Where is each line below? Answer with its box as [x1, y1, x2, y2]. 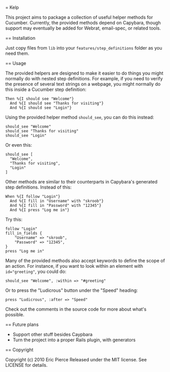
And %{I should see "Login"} [10, 105, 72, 110]
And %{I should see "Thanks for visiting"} [10, 101, 104, 106]
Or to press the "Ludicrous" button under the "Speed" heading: [5, 287, 138, 293]
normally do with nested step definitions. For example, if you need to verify [5, 76, 163, 81]
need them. [5, 51, 30, 56]
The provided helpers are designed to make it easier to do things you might [5, 70, 163, 76]
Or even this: [5, 142, 32, 148]
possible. [5, 312, 25, 317]
